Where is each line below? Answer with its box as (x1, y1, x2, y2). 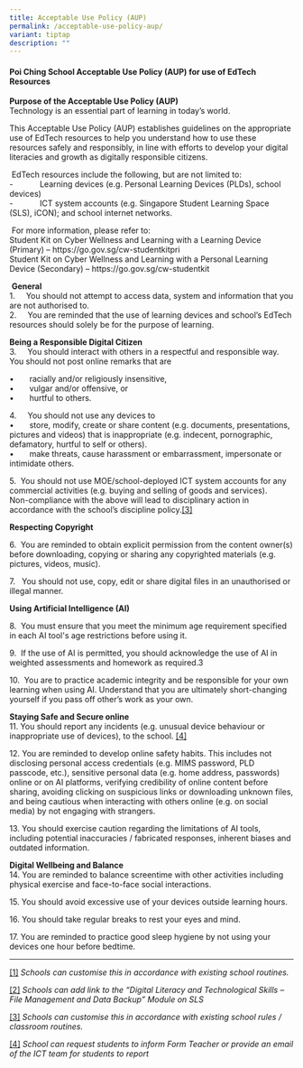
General (11, 281, 42, 292)
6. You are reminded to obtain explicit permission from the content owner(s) (9, 539, 293, 551)
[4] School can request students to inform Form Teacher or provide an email (9, 1039, 294, 1050)
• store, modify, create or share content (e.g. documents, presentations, (9, 420, 290, 431)
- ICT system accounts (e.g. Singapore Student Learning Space (9, 198, 270, 209)
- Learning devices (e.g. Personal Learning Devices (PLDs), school (9, 179, 281, 190)
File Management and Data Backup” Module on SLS (9, 994, 205, 1005)
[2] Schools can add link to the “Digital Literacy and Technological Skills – (9, 985, 285, 996)
